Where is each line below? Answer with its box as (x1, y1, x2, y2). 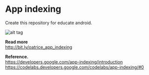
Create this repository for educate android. (5, 20, 93, 26)
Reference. (5, 53, 29, 60)
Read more (5, 38, 28, 45)
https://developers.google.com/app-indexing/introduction (5, 59, 123, 65)
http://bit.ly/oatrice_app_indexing (5, 44, 73, 50)
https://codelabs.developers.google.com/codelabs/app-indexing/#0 (5, 64, 145, 70)
